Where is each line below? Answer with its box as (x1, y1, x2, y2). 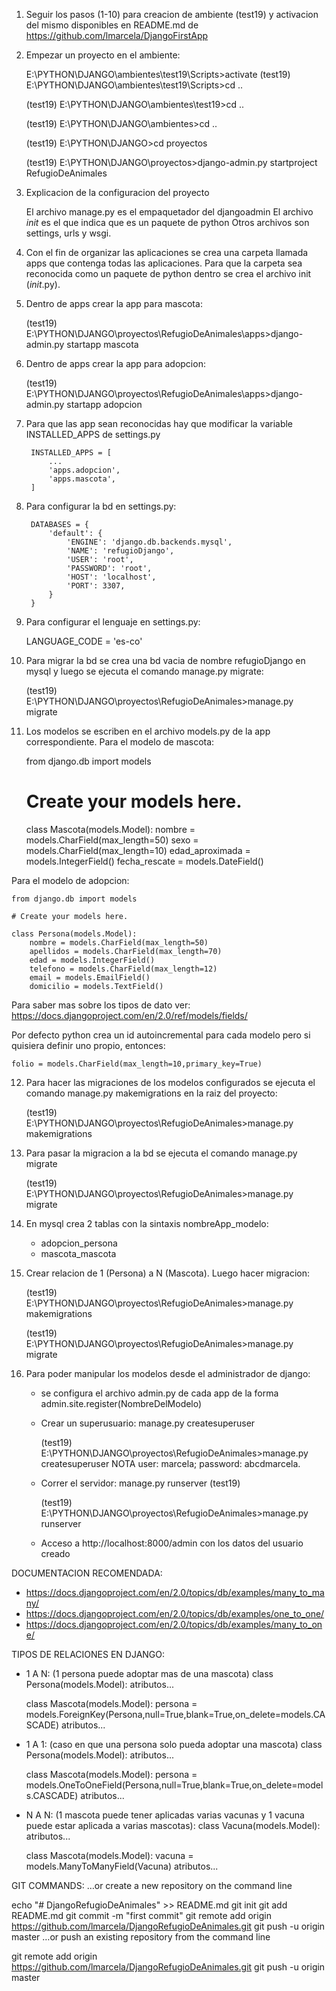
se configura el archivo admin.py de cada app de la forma (40, 1387, 279, 1399)
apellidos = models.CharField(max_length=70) (29, 946, 223, 956)
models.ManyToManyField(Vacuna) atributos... (25, 1860, 219, 1872)
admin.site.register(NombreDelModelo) (40, 1397, 203, 1409)
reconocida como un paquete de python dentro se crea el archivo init (25, 268, 312, 279)
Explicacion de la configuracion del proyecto (25, 187, 210, 198)
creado (40, 1547, 71, 1559)
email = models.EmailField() (29, 972, 151, 983)
